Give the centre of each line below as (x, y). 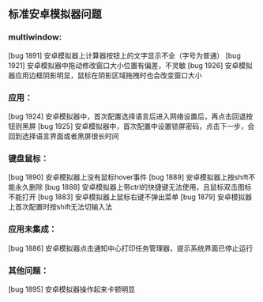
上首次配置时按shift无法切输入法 (60, 207)
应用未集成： (33, 229)
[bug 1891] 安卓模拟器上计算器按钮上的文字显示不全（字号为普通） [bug (124, 55)
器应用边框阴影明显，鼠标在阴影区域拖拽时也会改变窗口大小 (105, 75)
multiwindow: (35, 37)
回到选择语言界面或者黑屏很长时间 (64, 136)
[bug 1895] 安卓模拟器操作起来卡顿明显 (72, 289)
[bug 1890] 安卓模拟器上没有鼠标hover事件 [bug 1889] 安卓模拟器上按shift (128, 177)
